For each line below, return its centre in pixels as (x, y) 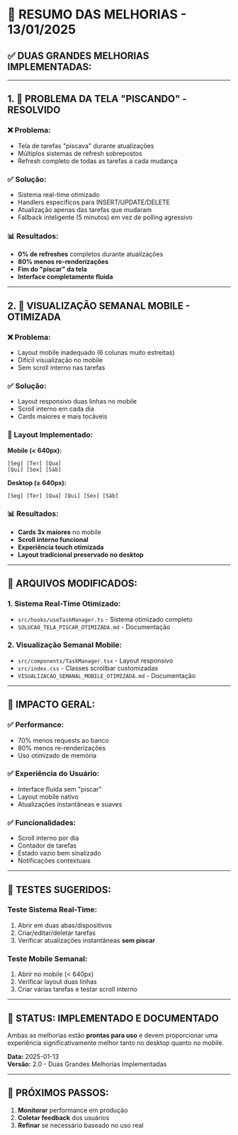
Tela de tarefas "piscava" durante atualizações (86, 145)
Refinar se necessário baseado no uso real (80, 1125)
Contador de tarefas (47, 846)
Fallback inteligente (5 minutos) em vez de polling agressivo (105, 217)
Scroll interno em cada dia (56, 409)
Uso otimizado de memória (57, 755)
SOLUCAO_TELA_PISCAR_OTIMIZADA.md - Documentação (94, 626)
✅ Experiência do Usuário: (53, 774)
